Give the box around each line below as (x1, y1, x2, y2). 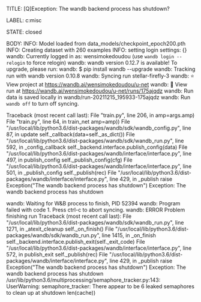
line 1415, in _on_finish (101, 232, 156, 239)
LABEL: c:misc (6, 17, 42, 23)
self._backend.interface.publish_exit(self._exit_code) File (6, 238, 145, 245)
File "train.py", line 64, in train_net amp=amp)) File (6, 118, 130, 125)
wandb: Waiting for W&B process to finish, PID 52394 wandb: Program (6, 200, 181, 207)
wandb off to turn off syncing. (6, 100, 79, 107)
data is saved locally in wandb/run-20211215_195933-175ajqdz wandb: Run (6, 94, 191, 101)
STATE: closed (6, 28, 42, 35)
